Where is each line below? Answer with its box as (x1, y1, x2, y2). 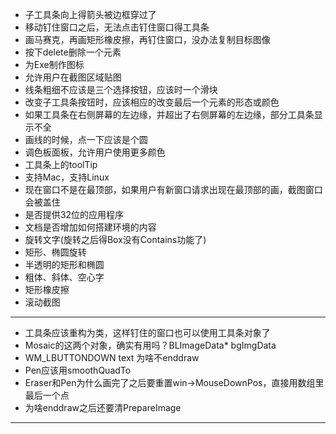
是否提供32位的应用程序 (24, 209, 124, 220)
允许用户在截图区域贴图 (24, 71, 122, 83)
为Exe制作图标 (24, 59, 85, 70)
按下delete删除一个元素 (24, 46, 122, 58)
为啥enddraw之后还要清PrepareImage (24, 402, 182, 413)
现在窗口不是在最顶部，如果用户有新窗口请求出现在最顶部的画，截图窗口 (24, 184, 323, 195)
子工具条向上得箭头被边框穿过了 (24, 9, 157, 20)
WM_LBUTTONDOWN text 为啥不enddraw (24, 352, 200, 363)
